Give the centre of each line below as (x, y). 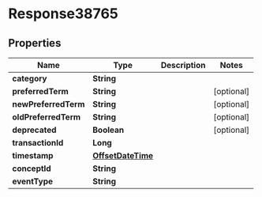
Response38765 (63, 14)
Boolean (109, 130)
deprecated (34, 130)
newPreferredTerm (49, 104)
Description (183, 65)
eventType (33, 181)
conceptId (32, 169)
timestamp (33, 155)
